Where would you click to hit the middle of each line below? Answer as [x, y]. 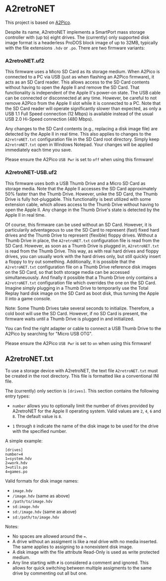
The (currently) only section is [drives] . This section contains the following [82, 391]
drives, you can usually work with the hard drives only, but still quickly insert [83, 256]
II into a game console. [28, 298]
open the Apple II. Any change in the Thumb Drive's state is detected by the [83, 210]
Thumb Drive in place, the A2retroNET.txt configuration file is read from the [82, 240]
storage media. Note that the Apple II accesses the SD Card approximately [81, 188]
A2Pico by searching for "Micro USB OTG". [49, 333]
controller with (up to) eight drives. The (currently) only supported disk [77, 37]
